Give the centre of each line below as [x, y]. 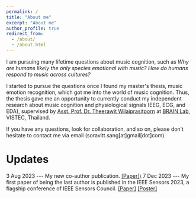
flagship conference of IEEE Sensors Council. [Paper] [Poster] [82, 188]
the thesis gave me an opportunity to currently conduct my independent [94, 98]
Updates [28, 160]
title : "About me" [29, 17]
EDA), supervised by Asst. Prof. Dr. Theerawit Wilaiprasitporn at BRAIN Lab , [98, 111]
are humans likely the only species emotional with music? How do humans [97, 68]
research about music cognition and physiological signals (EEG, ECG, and [96, 105]
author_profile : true [33, 28]
